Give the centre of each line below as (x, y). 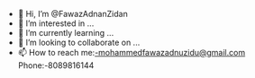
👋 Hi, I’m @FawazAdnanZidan (73, 14)
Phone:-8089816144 (56, 65)
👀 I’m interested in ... (56, 23)
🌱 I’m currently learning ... (66, 33)
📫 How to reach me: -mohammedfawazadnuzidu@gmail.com (132, 52)
